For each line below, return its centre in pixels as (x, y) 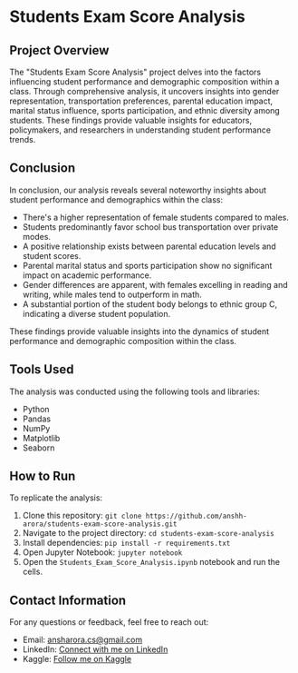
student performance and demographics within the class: (116, 199)
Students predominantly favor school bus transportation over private (150, 227)
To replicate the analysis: (56, 498)
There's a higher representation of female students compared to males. (156, 217)
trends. (23, 139)
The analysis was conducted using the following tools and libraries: (135, 391)
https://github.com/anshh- (196, 516)
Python (36, 409)
